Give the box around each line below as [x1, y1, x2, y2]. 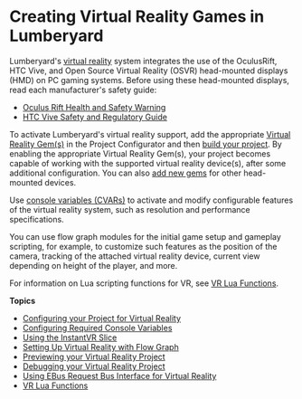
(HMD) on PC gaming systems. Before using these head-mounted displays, [9, 74, 289, 85]
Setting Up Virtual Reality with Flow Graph [22, 341, 179, 352]
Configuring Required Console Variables [22, 322, 173, 333]
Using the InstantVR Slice [22, 332, 118, 343]
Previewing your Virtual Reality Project [22, 351, 165, 362]
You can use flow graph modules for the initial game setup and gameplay [9, 231, 282, 242]
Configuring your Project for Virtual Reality [22, 312, 182, 323]
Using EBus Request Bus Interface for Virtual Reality [22, 370, 217, 381]
